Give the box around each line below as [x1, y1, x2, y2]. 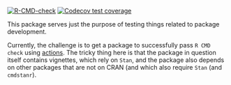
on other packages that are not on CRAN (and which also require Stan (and [7, 63, 222, 71]
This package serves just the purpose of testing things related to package [7, 20, 220, 28]
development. [7, 28, 47, 36]
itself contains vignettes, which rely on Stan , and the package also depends [7, 56, 225, 64]
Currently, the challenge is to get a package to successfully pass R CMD [7, 41, 211, 49]
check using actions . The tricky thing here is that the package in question [7, 49, 216, 56]
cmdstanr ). [7, 70, 37, 79]
